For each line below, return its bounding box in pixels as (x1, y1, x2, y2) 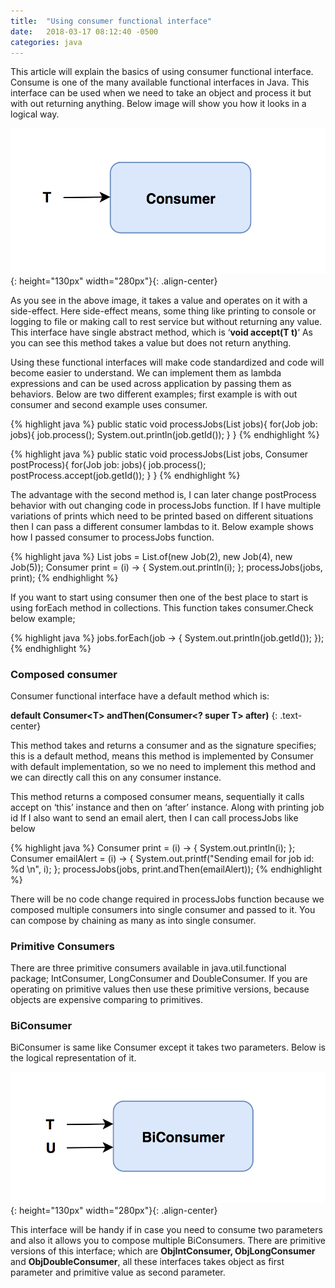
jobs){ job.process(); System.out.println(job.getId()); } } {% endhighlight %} (10, 428, 320, 440)
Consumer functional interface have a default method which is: (10, 690, 270, 702)
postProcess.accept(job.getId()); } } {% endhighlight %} (10, 469, 241, 481)
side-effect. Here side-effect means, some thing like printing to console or (10, 305, 317, 317)
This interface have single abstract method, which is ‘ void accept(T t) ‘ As (10, 326, 313, 338)
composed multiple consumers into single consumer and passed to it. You (10, 903, 316, 915)
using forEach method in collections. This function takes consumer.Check (10, 601, 314, 614)
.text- (279, 709, 303, 721)
